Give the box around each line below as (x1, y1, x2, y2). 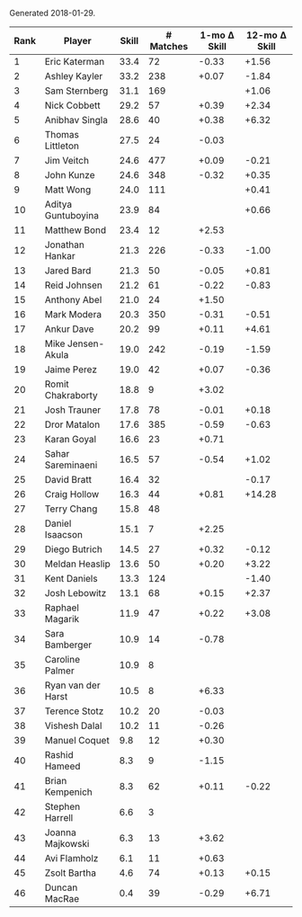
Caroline (44, 654, 81, 665)
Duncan (44, 881, 78, 894)
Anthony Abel (44, 294, 102, 306)
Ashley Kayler (44, 70, 103, 82)
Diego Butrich (44, 543, 103, 556)
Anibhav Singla (44, 114, 108, 126)
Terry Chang (44, 503, 98, 515)
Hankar (44, 250, 76, 262)
